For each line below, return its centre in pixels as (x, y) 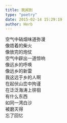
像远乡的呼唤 (19, 65)
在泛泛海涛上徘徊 (23, 90)
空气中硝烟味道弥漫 (25, 39)
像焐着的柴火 (19, 46)
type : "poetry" (21, 15)
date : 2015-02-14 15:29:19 (34, 19)
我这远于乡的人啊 (23, 77)
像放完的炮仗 (19, 52)
